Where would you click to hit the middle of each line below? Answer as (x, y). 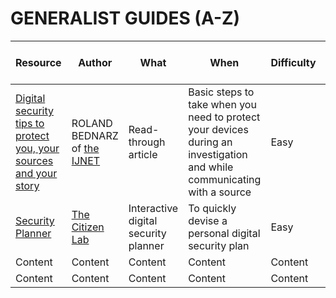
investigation (218, 154)
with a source (220, 192)
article (143, 154)
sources (34, 160)
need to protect (224, 117)
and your (36, 173)
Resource (38, 62)
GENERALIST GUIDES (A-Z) (125, 18)
